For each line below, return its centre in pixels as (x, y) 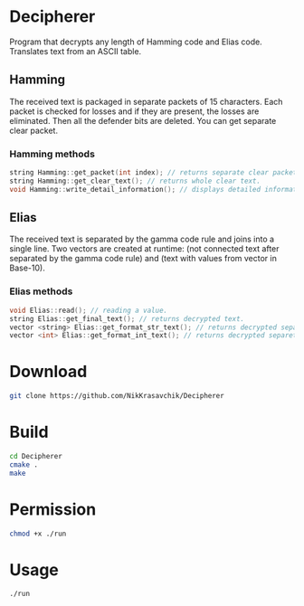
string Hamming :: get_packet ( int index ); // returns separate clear (139, 173)
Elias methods (41, 291)
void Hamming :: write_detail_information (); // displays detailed (135, 189)
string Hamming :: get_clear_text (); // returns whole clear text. (135, 181)
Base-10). (27, 268)
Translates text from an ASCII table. (76, 51)
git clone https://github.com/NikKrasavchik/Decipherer (117, 396)
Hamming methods (52, 154)
